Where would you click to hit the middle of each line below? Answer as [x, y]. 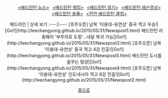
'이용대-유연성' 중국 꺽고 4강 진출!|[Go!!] [84, 49]
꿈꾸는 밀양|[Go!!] [84, 62]
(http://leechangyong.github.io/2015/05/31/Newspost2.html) [84, 80]
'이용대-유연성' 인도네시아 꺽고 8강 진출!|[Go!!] [84, 74]
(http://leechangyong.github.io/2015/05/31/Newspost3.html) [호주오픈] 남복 [84, 43]
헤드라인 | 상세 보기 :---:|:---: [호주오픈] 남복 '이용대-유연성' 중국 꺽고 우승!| [84, 24]
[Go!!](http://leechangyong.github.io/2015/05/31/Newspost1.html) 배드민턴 [81, 30]
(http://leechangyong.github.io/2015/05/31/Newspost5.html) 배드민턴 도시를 [84, 55]
